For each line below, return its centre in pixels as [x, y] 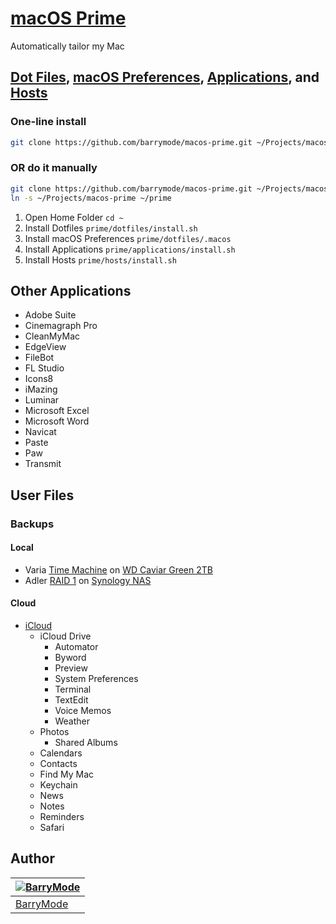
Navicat [40, 432]
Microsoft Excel [57, 411]
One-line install [48, 122]
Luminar [42, 400]
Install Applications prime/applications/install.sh [130, 249]
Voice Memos [83, 711]
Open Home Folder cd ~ [74, 217]
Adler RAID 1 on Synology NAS [88, 580]
